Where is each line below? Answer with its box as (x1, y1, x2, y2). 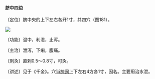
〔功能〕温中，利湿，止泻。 (5, 36, 63, 42)
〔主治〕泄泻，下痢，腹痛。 (5, 47, 63, 53)
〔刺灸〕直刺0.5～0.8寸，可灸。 (5, 58, 71, 64)
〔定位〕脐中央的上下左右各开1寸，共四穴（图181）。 (5, 16, 112, 22)
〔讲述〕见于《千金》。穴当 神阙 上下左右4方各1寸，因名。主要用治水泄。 (5, 68, 153, 74)
